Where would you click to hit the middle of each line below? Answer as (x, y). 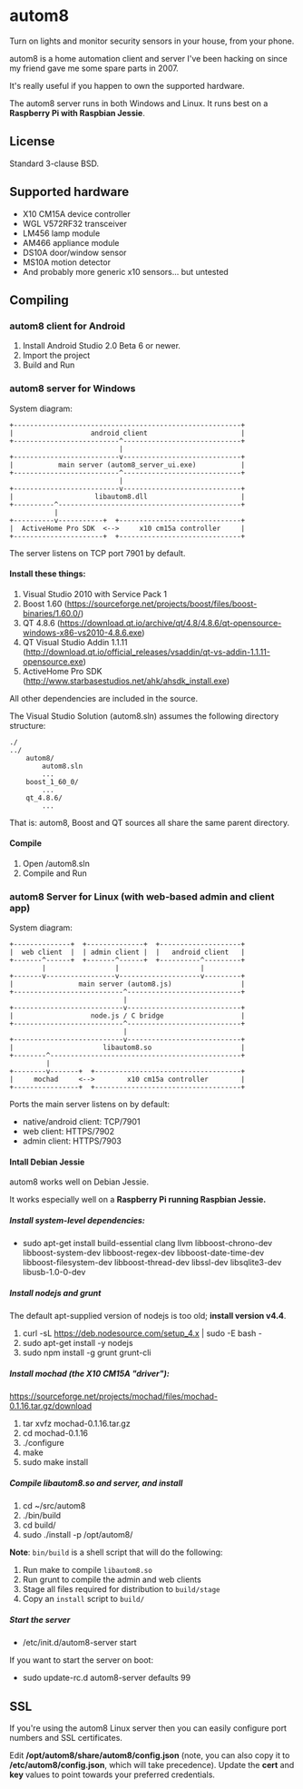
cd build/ (39, 1525)
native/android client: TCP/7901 (81, 1122)
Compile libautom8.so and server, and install (96, 1483)
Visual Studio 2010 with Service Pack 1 (95, 594)
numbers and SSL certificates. (66, 1738)
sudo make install (55, 1462)
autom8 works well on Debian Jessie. (79, 1182)
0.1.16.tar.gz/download (51, 1406)
